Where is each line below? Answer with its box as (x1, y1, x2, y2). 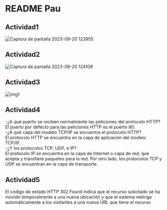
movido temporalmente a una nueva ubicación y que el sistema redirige (5, 194, 152, 200)
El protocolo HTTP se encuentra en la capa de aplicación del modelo (5, 135, 146, 141)
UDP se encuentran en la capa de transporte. (5, 161, 98, 167)
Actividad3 (5, 78, 40, 87)
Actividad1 (5, 23, 39, 31)
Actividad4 (5, 105, 41, 114)
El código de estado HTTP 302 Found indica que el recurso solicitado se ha (5, 189, 161, 195)
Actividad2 (5, 50, 40, 59)
